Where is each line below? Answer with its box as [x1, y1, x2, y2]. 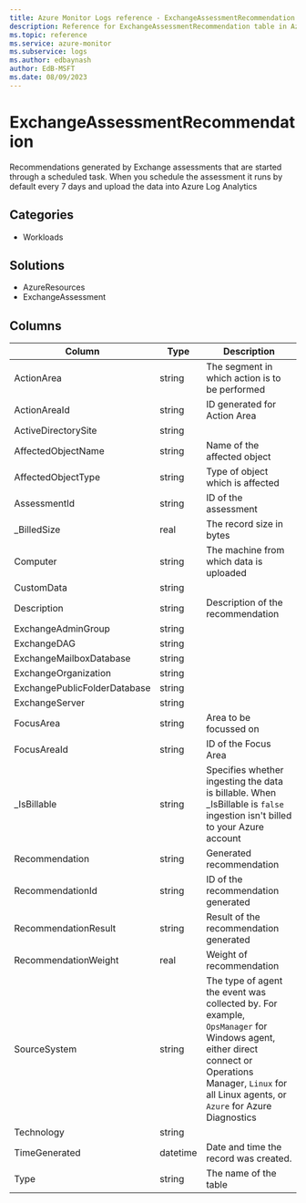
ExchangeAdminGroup [14, 622, 111, 635]
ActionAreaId [14, 404, 70, 416]
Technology [14, 1126, 66, 1139]
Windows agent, [206, 1032, 276, 1044]
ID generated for [206, 398, 277, 411]
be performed [206, 384, 266, 396]
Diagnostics [206, 1111, 257, 1124]
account [206, 832, 241, 845]
